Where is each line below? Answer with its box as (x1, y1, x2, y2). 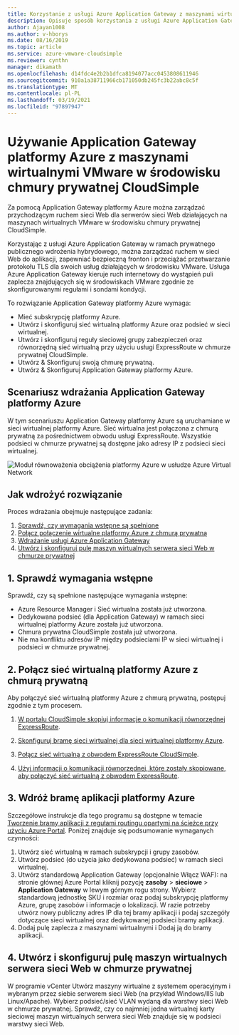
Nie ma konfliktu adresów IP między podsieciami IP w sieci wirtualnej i (17, 635, 223, 644)
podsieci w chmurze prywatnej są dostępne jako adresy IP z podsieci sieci (7, 439, 225, 448)
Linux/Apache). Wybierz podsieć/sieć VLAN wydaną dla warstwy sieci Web (7, 997, 229, 1005)
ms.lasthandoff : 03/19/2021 (7, 97, 91, 104)
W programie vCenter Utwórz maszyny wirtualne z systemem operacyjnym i (7, 982, 231, 990)
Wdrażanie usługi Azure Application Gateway (17, 536, 150, 545)
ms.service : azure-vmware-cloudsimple (7, 51, 122, 58)
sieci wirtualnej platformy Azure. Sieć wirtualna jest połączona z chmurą (7, 423, 218, 432)
